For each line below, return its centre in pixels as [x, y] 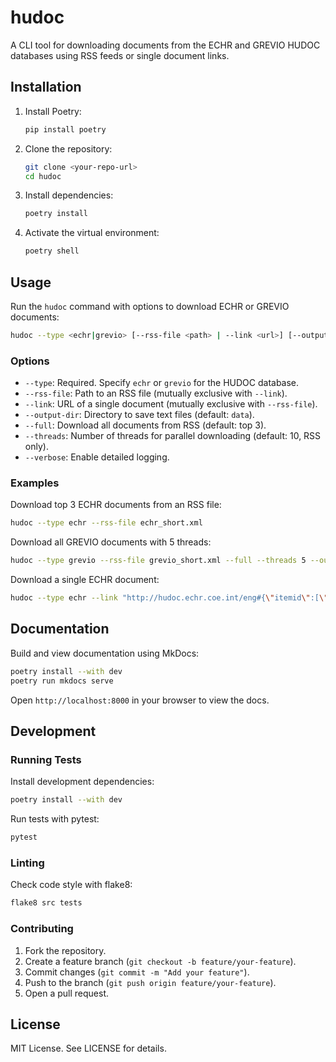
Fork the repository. [65, 950]
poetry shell [52, 251]
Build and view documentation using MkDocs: [105, 653]
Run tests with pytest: [55, 819]
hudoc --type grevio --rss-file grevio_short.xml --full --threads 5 [158, 561]
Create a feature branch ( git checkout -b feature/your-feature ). [160, 961]
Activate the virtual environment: [92, 233]
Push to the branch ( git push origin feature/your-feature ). [150, 982]
